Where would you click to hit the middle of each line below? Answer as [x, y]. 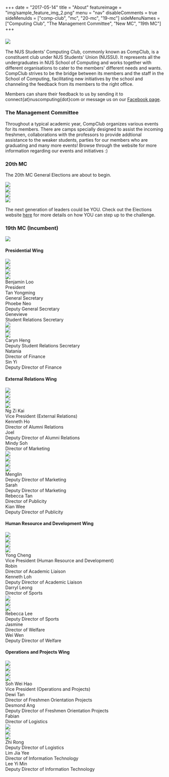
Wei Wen [15, 635]
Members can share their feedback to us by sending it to [64, 94]
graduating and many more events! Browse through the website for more [81, 145]
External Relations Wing [31, 379]
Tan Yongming [20, 293]
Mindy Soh [16, 443]
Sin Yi [11, 362]
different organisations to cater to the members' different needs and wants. [83, 68]
